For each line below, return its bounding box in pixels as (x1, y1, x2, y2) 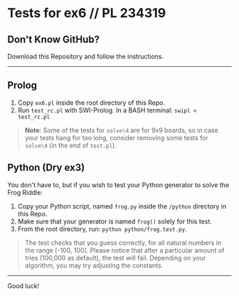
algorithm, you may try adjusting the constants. (24, 261, 164, 270)
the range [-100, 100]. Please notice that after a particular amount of (24, 245, 225, 254)
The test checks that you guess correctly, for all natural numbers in (24, 238, 222, 247)
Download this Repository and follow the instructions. (7, 52, 164, 60)
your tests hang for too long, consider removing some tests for (24, 133, 208, 142)
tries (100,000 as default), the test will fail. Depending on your (24, 253, 206, 262)
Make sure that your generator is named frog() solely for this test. (17, 217, 212, 226)
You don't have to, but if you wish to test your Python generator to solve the (7, 180, 230, 189)
